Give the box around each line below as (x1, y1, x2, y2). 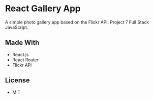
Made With (5, 39, 39, 47)
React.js (12, 51, 29, 57)
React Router (12, 57, 39, 63)
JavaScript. (5, 24, 29, 30)
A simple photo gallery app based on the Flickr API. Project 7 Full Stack (5, 19, 149, 25)
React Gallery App (5, 3, 81, 14)
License (5, 76, 30, 85)
